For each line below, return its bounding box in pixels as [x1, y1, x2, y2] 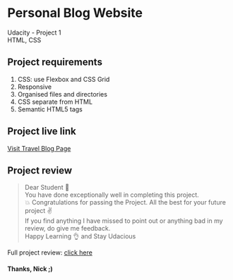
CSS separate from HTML [17, 97, 93, 106]
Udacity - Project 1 [7, 28, 61, 37]
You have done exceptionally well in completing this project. [24, 190, 199, 199]
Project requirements [7, 56, 102, 68]
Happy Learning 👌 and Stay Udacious [24, 232, 136, 241]
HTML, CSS [7, 35, 42, 44]
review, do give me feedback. [24, 224, 111, 233]
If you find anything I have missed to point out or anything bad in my [24, 217, 224, 225]
